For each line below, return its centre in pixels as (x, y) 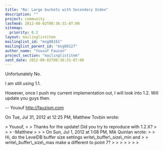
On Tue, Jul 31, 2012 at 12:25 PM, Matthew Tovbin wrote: (62, 117)
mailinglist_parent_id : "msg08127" (41, 46)
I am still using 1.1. (23, 84)
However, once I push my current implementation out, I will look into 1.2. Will (82, 93)
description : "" (22, 14)
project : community (25, 19)
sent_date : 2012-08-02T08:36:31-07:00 (45, 60)
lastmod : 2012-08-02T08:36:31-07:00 (42, 23)
